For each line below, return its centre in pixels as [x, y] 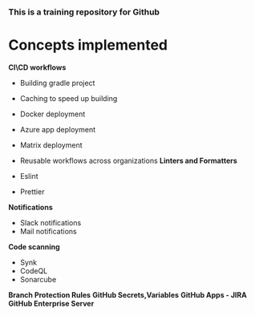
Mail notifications [49, 231]
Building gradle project [57, 83]
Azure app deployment [58, 129]
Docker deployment [53, 114]
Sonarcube [38, 279]
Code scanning [34, 246]
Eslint [29, 176]
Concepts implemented [88, 45]
